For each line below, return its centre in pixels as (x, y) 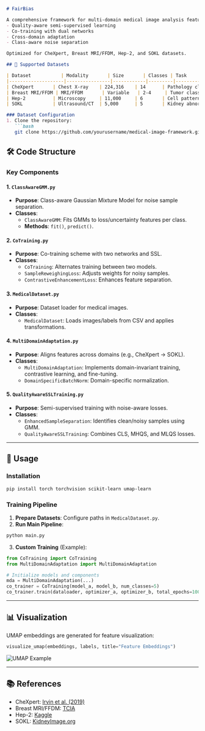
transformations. (45, 327)
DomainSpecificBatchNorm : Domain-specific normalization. (97, 380)
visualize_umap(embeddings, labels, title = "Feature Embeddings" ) (91, 646)
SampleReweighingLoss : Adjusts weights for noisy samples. (97, 273)
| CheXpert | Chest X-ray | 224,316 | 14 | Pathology (99, 87)
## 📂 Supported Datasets (38, 65)
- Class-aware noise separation (47, 43)
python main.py (26, 535)
